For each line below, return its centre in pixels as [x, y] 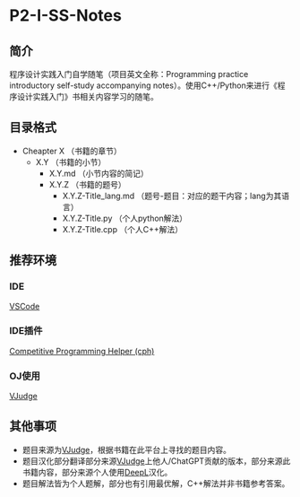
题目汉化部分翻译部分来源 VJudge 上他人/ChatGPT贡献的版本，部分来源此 [156, 461]
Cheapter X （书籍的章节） [72, 151]
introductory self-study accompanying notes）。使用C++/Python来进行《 [143, 85]
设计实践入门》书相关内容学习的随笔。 [87, 96]
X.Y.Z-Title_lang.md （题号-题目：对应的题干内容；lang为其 [172, 196]
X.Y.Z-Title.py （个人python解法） [125, 218]
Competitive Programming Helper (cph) [82, 351]
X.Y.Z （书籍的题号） [88, 184]
